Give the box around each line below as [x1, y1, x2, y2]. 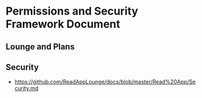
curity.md [14, 85, 39, 92]
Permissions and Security [5, 4, 138, 18]
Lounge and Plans [5, 41, 75, 52]
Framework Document [5, 17, 121, 31]
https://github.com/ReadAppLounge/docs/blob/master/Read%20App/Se [14, 78, 196, 86]
